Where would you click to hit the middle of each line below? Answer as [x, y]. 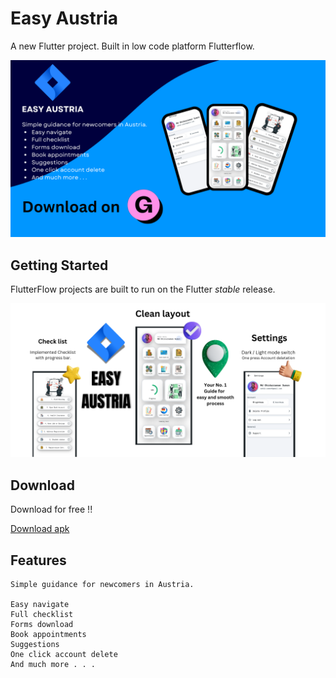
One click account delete [64, 654]
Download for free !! [51, 509]
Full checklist [42, 614]
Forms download [42, 624]
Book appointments [48, 634]
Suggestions [35, 644]
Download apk [40, 529]
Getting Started [59, 265]
